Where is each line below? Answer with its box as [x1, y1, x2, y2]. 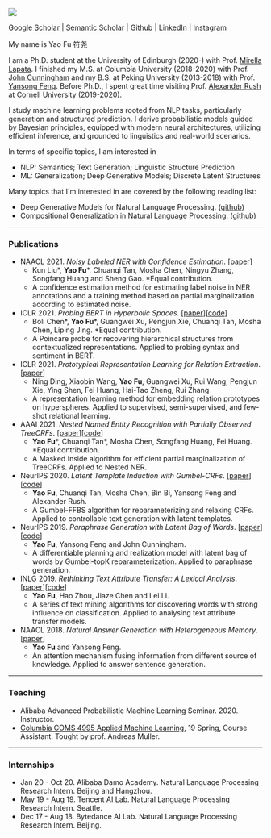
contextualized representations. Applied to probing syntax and [31, 343, 240, 352]
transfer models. [31, 617, 87, 627]
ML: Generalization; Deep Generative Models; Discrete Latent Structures [19, 171, 261, 181]
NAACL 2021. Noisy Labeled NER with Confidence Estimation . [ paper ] [19, 256, 252, 266]
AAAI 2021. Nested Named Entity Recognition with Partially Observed [19, 419, 252, 429]
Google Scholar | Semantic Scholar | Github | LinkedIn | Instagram [8, 23, 227, 32]
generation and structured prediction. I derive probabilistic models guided [8, 114, 254, 123]
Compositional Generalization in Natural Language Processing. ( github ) [19, 211, 256, 220]
